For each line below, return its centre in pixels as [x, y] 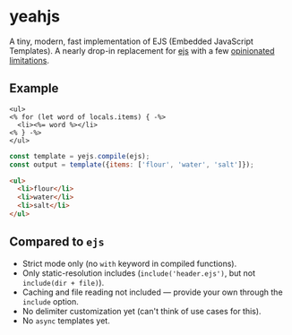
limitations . [30, 60]
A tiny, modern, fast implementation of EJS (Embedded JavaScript [131, 41]
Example [34, 88]
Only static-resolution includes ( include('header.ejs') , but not [139, 273]
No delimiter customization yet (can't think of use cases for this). [142, 311]
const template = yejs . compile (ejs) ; [80, 156]
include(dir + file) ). [63, 282]
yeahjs [35, 17]
